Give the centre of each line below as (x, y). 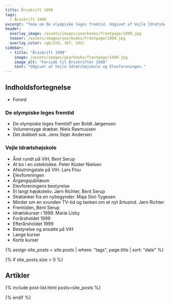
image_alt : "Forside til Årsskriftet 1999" (61, 62)
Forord (19, 99)
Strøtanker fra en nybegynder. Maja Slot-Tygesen (64, 197)
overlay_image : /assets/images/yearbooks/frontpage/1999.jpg (76, 34)
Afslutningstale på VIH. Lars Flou (47, 170)
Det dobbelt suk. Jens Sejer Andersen (52, 135)
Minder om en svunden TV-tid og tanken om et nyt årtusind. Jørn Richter (88, 202)
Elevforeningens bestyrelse (41, 186)
